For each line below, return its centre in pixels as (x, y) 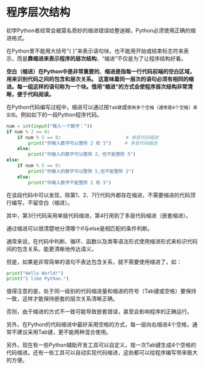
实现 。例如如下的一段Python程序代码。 (54, 114)
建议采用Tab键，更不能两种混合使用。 (64, 332)
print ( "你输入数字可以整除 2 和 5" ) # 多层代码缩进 (93, 143)
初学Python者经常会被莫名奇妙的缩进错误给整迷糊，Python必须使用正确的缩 (101, 30)
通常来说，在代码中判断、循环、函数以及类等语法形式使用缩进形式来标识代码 (102, 241)
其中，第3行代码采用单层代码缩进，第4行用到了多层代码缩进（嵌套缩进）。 (99, 215)
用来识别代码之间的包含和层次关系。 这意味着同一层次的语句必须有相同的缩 (100, 79)
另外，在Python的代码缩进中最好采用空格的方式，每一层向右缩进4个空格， (99, 325)
